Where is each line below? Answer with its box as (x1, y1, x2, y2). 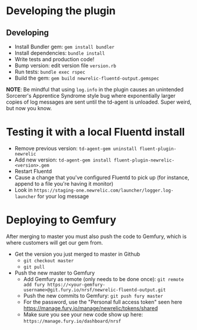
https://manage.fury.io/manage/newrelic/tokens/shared (23, 305, 158, 312)
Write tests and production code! (14, 56, 95, 62)
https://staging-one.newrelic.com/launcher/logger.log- (34, 187, 174, 193)
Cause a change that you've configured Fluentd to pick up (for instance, (14, 174, 189, 181)
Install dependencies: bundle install (14, 49, 105, 57)
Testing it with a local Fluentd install (6, 126, 185, 139)
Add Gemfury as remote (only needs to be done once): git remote (23, 275, 184, 282)
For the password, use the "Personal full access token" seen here (23, 298, 182, 305)
